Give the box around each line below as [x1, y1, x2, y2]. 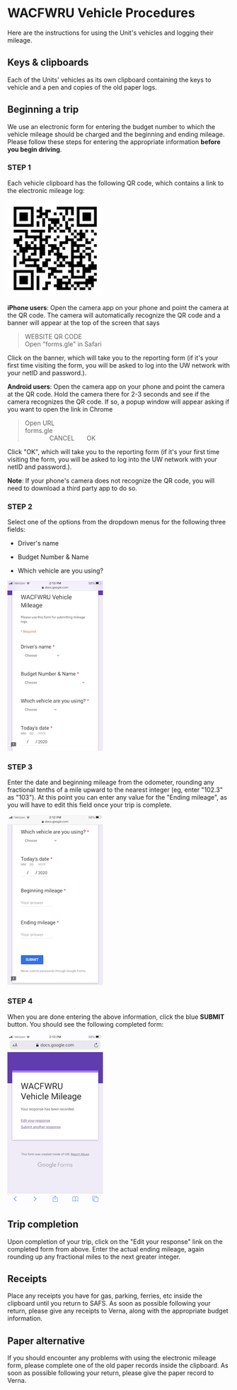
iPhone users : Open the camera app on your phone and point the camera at [7, 303, 229, 311]
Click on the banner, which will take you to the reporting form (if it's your [7, 353, 219, 362]
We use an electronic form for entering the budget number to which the [7, 122, 216, 131]
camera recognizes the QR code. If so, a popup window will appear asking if [7, 397, 230, 406]
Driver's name [17, 539, 59, 548]
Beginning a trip [7, 104, 79, 116]
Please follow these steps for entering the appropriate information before [7, 137, 221, 146]
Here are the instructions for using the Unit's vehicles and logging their [7, 28, 214, 37]
